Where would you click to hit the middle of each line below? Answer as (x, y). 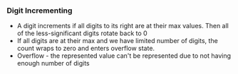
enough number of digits (53, 63)
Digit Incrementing (40, 11)
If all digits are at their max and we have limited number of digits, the (117, 41)
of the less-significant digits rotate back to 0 (82, 33)
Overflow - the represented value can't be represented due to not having (124, 56)
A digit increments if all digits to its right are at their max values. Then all (123, 26)
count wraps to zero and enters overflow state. (86, 49)
